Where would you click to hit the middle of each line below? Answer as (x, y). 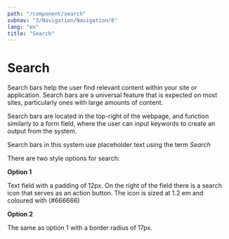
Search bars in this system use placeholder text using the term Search (109, 145)
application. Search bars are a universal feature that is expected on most (112, 95)
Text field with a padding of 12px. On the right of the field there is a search (115, 186)
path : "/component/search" (47, 14)
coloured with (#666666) (44, 200)
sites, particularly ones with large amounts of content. (85, 103)
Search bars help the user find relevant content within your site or (103, 88)
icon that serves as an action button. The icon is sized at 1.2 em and (105, 193)
